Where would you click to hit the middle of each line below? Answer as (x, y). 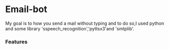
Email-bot (26, 9)
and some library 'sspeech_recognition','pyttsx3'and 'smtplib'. (70, 28)
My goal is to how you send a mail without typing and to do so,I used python (85, 23)
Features (16, 41)
